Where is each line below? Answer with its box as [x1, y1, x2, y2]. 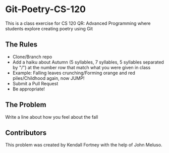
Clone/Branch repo [12, 54, 52, 60]
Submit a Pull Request [12, 80, 59, 86]
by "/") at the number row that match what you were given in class [12, 64, 151, 70]
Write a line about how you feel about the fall [5, 114, 98, 120]
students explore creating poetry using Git [5, 25, 93, 31]
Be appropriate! [12, 86, 45, 92]
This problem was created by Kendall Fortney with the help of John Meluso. [5, 142, 162, 148]
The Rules [5, 40, 38, 49]
